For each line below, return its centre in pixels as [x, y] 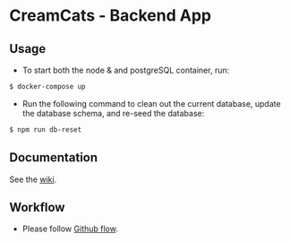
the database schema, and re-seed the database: [113, 113]
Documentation [54, 158]
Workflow [37, 207]
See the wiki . [33, 179]
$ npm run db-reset [46, 130]
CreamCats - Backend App [111, 16]
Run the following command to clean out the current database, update [151, 103]
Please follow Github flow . [70, 229]
